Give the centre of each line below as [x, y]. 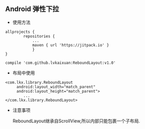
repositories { [39, 36]
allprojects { [20, 32]
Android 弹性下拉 [32, 9]
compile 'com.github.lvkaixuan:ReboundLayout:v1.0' [60, 63]
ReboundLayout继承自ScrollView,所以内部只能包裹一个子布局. [76, 121]
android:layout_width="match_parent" [56, 87]
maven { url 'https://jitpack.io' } [70, 45]
